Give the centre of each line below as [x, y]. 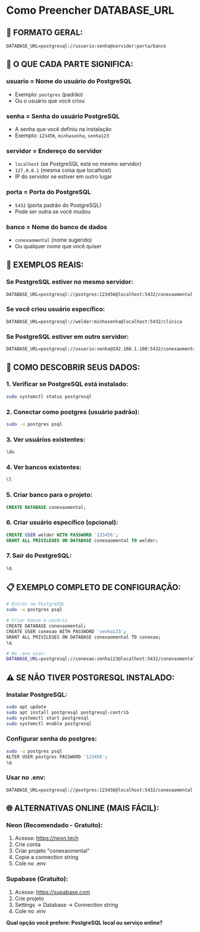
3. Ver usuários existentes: [46, 439]
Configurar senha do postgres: [51, 739]
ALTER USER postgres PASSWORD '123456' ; [57, 757]
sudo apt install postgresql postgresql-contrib [68, 712]
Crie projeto [29, 898]
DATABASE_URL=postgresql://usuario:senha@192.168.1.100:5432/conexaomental [102, 349]
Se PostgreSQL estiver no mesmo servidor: [70, 282]
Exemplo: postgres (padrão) [49, 94]
